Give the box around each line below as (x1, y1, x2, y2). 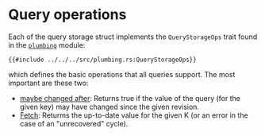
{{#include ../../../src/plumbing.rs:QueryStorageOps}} (8, 56, 197, 64)
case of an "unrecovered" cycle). (19, 119, 129, 128)
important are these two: (8, 78, 89, 87)
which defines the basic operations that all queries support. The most (8, 69, 236, 79)
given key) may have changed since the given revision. (19, 102, 200, 111)
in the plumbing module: (8, 40, 86, 49)
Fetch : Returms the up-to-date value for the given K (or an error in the (19, 110, 248, 120)
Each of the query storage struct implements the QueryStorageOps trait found (8, 32, 258, 41)
